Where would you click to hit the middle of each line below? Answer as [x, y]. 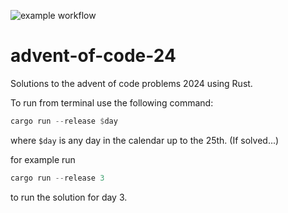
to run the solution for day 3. [69, 197]
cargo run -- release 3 [57, 178]
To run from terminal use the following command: [112, 102]
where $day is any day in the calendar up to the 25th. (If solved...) [145, 140]
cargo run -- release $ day [64, 121]
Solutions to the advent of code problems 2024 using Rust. [131, 83]
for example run [43, 159]
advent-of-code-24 [93, 56]
